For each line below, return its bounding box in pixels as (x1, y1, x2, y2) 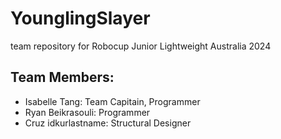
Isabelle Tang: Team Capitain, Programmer (24, 95, 201, 107)
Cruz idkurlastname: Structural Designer (24, 117, 192, 129)
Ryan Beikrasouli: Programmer (24, 106, 151, 118)
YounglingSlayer (10, 7, 151, 30)
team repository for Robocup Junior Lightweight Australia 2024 (10, 40, 272, 52)
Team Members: (10, 69, 115, 86)
